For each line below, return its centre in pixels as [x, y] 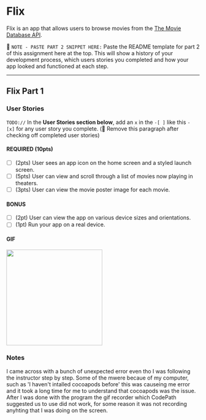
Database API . [24, 34]
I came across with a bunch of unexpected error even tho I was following [98, 371]
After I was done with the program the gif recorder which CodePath [91, 397]
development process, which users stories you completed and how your [97, 59]
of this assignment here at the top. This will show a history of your [90, 53]
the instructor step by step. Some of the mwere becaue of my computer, [97, 378]
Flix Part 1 [25, 91]
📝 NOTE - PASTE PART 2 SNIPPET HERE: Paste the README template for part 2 [103, 47]
